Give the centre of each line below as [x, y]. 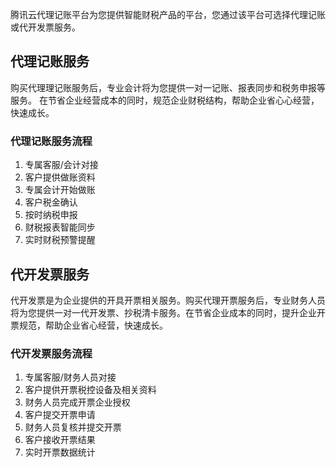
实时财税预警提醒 [60, 240]
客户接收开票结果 [60, 440]
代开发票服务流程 [51, 353]
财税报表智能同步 [60, 227]
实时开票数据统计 [60, 452]
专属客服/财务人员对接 [70, 377]
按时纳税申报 [51, 215]
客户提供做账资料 [60, 177]
